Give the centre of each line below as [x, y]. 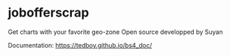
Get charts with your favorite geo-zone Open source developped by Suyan [115, 32]
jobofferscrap [49, 13]
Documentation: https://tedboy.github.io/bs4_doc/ [80, 45]
